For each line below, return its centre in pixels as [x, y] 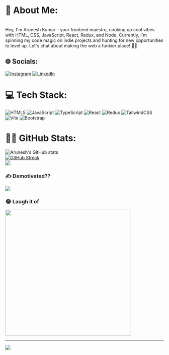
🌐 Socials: [22, 62]
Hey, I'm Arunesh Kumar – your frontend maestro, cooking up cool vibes [80, 29]
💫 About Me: [32, 10]
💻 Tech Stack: [36, 95]
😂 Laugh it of [22, 201]
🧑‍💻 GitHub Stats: [41, 138]
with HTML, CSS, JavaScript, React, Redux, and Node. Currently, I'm [76, 35]
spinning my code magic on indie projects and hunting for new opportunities [84, 40]
